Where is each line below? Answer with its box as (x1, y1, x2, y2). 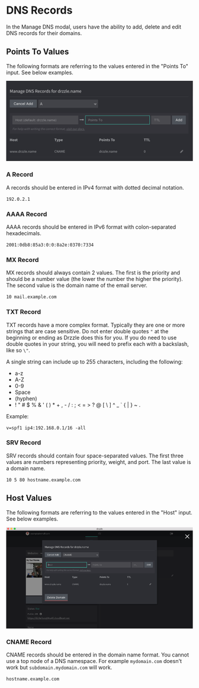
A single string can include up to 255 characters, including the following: (6, 358, 183, 365)
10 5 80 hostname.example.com (6, 476, 81, 483)
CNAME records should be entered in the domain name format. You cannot (6, 651, 190, 658)
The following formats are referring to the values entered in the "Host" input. (6, 509, 192, 516)
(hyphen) (14, 395, 37, 402)
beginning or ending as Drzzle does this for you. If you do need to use (6, 334, 177, 341)
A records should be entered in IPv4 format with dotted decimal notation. (6, 184, 184, 191)
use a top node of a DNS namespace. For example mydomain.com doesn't (6, 658, 182, 665)
